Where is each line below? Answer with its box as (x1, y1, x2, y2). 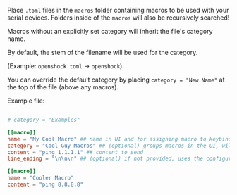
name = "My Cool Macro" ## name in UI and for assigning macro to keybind (7, 135, 232, 143)
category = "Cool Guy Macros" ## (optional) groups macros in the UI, (7, 142, 219, 149)
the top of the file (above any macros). (7, 83, 119, 91)
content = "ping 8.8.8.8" (7, 181, 83, 188)
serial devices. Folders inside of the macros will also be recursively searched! (7, 13, 230, 22)
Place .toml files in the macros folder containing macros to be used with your (7, 6, 229, 14)
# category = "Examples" (7, 116, 80, 123)
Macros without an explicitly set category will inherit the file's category (7, 27, 213, 35)
